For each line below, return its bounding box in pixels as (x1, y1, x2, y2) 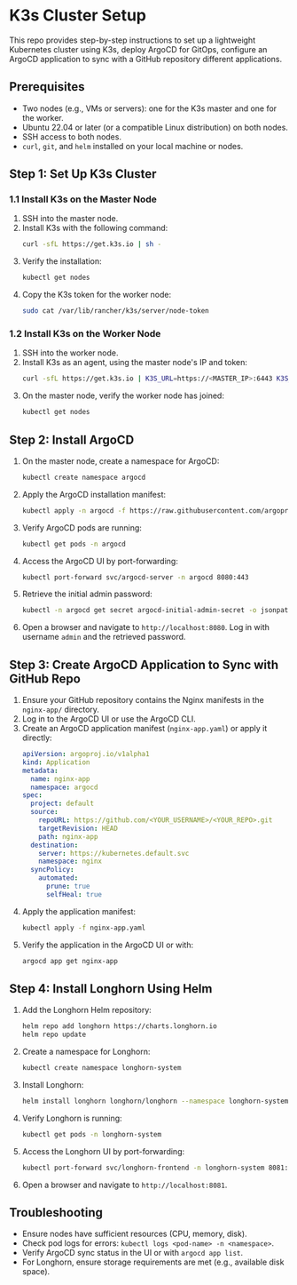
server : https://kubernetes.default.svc (38, 849, 190, 858)
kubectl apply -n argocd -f (21, 506, 126, 515)
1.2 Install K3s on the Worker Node (9, 327, 161, 339)
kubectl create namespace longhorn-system (21, 1064, 182, 1073)
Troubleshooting (9, 1205, 104, 1220)
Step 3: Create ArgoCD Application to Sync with (9, 657, 279, 672)
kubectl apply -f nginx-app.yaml (21, 923, 146, 932)
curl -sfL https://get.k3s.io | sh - (21, 240, 162, 249)
